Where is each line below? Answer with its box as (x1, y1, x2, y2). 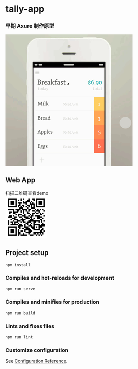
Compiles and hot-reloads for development (5, 274, 115, 282)
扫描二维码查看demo (5, 190, 49, 196)
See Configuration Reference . (5, 358, 68, 364)
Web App (5, 176, 36, 184)
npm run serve (5, 287, 36, 292)
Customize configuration (5, 346, 69, 353)
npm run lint (5, 335, 33, 340)
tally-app (5, 3, 45, 15)
